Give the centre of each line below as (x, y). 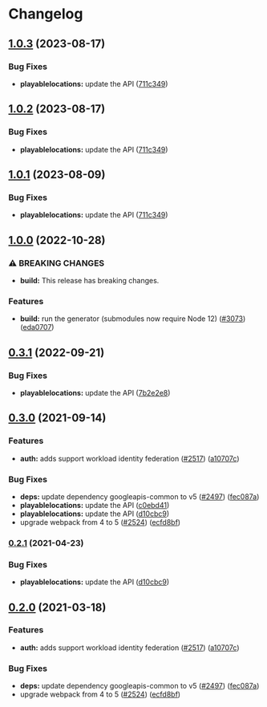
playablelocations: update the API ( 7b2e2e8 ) (95, 392)
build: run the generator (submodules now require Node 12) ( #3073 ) (133, 319)
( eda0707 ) (37, 327)
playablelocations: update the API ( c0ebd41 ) (95, 505)
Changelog (46, 14)
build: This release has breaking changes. (89, 280)
